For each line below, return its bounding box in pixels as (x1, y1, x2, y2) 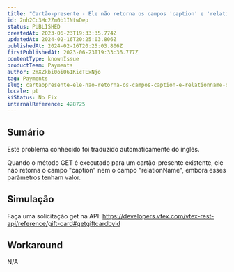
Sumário (7, 127, 45, 138)
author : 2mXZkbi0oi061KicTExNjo (7, 68, 101, 75)
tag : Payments (7, 74, 49, 82)
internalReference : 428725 (7, 101, 86, 108)
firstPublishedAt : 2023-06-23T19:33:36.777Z (7, 49, 139, 56)
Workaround (7, 239, 63, 251)
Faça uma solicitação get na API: (7, 211, 101, 220)
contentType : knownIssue (7, 56, 79, 63)
